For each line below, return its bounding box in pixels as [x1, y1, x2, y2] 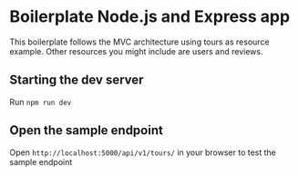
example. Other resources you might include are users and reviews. [9, 45, 263, 56]
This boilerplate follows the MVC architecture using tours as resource [9, 36, 271, 47]
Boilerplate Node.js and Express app [9, 6, 290, 27]
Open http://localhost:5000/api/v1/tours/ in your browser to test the [9, 147, 276, 158]
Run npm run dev [9, 96, 72, 107]
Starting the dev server [9, 73, 144, 88]
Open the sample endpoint [9, 122, 164, 138]
